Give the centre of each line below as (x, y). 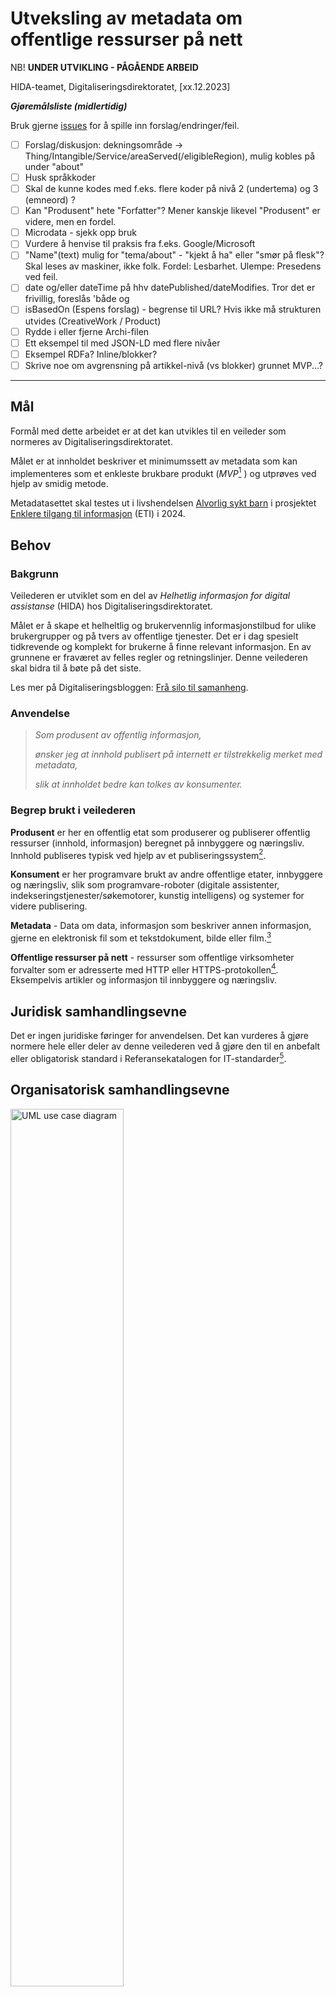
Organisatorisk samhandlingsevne (120, 1090)
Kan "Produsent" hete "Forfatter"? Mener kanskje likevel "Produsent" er (172, 211)
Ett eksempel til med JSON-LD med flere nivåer (122, 343)
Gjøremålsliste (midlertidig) (69, 106)
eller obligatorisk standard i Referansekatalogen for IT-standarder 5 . (148, 1057)
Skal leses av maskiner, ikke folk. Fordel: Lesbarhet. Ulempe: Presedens (173, 266)
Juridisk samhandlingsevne (99, 1011)
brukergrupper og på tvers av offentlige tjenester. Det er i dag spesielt (154, 636)
